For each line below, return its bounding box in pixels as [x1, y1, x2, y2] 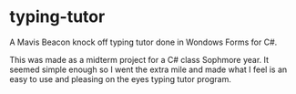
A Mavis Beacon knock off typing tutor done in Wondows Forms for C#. [9, 37, 278, 47]
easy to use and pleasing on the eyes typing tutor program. [9, 73, 232, 84]
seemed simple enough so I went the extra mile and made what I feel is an [9, 64, 288, 75]
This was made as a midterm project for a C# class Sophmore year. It [9, 54, 270, 65]
